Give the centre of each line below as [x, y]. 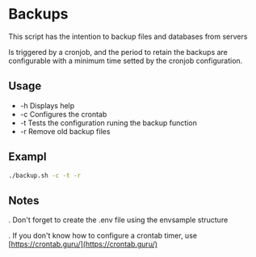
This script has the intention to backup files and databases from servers [128, 36]
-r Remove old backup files [65, 131]
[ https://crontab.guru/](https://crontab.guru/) [83, 244]
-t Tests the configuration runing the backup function [109, 123]
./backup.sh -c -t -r [45, 175]
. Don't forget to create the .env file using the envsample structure [118, 220]
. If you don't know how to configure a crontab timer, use [103, 236]
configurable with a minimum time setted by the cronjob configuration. [126, 61]
